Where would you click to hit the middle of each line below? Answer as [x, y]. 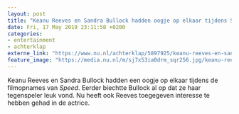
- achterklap [27, 47]
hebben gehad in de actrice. [49, 103]
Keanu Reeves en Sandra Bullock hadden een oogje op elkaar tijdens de [113, 80]
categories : [25, 34]
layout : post [27, 14]
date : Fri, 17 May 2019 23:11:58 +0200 [67, 27]
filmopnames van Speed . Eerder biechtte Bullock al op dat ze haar [104, 87]
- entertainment [31, 40]
